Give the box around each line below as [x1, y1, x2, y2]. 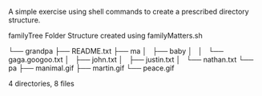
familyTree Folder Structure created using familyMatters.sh [8, 31, 203, 40]
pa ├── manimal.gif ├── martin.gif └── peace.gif [8, 63, 175, 73]
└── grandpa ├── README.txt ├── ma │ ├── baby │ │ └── [8, 46, 224, 55]
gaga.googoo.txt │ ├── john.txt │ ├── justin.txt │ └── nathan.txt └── [8, 55, 254, 64]
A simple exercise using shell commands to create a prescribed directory [8, 7, 250, 16]
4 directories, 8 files [8, 79, 75, 88]
